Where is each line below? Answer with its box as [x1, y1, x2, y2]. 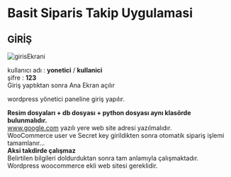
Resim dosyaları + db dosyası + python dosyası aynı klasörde [7, 109, 191, 117]
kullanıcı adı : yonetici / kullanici [7, 66, 103, 74]
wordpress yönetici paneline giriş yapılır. [7, 95, 125, 103]
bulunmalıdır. [7, 116, 47, 124]
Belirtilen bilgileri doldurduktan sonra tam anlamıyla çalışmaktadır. [7, 154, 199, 162]
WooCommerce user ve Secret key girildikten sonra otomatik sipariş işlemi [7, 132, 225, 139]
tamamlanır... [7, 139, 45, 147]
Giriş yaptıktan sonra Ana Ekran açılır [7, 81, 115, 90]
